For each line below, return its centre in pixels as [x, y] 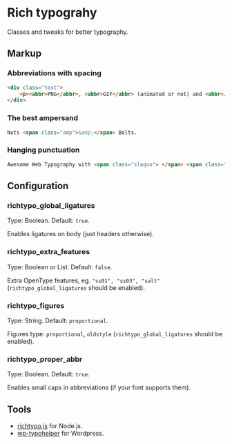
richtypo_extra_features [49, 252]
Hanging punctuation [43, 150]
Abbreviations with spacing [55, 73]
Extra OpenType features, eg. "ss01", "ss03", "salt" [84, 280]
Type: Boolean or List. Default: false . [60, 267]
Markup [25, 54]
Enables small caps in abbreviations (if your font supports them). [99, 387]
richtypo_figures [36, 305]
